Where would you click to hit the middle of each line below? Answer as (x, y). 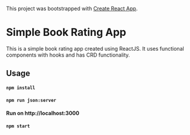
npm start (18, 126)
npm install (21, 88)
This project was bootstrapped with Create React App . (72, 9)
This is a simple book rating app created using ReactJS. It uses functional (95, 48)
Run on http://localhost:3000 (43, 113)
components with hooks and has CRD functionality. (68, 55)
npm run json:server (31, 100)
